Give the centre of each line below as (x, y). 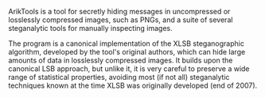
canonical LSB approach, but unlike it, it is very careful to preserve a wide (129, 69)
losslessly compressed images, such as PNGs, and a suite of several (121, 20)
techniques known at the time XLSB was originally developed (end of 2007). (133, 85)
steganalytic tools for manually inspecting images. (90, 28)
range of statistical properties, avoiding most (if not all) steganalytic (119, 77)
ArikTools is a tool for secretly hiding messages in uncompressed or (119, 11)
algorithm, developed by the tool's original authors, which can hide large (127, 52)
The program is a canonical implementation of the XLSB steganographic (127, 43)
